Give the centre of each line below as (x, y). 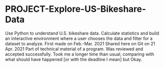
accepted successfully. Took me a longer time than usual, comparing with (80, 54)
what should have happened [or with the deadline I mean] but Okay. (74, 59)
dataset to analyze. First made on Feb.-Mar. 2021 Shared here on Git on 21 (80, 43)
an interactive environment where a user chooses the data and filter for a (79, 38)
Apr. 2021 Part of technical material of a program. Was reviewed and (74, 49)
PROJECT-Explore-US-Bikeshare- (76, 9)
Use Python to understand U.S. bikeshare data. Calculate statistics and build (82, 33)
